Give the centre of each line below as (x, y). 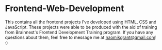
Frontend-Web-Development (65, 8)
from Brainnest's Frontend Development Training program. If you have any (79, 32)
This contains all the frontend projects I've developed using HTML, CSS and (81, 22)
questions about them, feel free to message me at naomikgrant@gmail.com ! (81, 37)
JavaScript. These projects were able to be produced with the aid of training (81, 27)
